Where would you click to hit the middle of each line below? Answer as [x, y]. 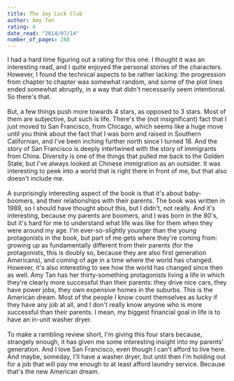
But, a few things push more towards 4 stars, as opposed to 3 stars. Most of [117, 112]
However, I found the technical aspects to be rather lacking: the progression [116, 75]
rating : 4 [22, 27]
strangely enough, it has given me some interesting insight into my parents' [115, 342]
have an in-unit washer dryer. [50, 319]
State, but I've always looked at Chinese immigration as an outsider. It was [114, 164]
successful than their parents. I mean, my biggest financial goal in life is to [114, 312]
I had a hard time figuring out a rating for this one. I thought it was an [106, 59]
